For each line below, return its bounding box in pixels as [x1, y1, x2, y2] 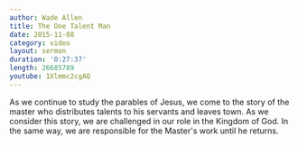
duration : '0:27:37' [9, 55, 88, 64]
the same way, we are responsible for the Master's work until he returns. [9, 125, 279, 136]
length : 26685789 [9, 64, 75, 73]
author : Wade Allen [9, 13, 83, 23]
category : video [9, 38, 70, 48]
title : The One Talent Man [9, 22, 111, 31]
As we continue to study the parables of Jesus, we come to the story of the [9, 96, 290, 107]
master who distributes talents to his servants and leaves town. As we [9, 105, 269, 117]
